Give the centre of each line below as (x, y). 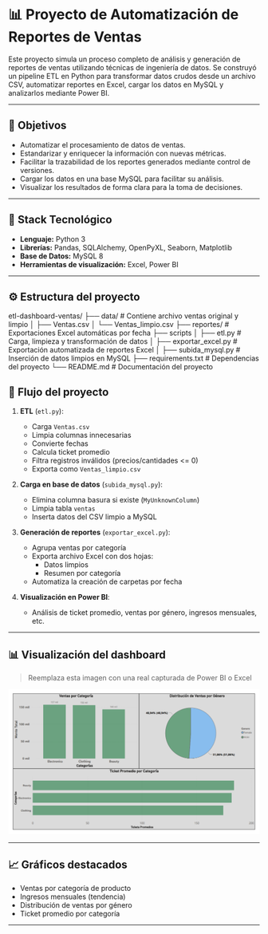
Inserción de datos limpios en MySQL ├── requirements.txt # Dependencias (134, 358)
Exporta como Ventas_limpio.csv (86, 469)
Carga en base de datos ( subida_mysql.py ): (91, 485)
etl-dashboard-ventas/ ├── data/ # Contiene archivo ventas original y (124, 316)
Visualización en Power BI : (65, 597)
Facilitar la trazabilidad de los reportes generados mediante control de (135, 162)
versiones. (37, 170)
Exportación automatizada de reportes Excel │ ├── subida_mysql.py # (124, 350)
